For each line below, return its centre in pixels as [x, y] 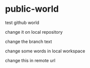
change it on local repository [34, 32]
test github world [22, 23]
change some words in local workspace [45, 51]
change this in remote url [30, 60]
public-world [32, 9]
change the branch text [29, 41]
